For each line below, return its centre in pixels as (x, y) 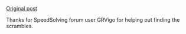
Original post (22, 8)
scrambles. (20, 26)
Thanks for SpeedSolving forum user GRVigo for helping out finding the (93, 20)
